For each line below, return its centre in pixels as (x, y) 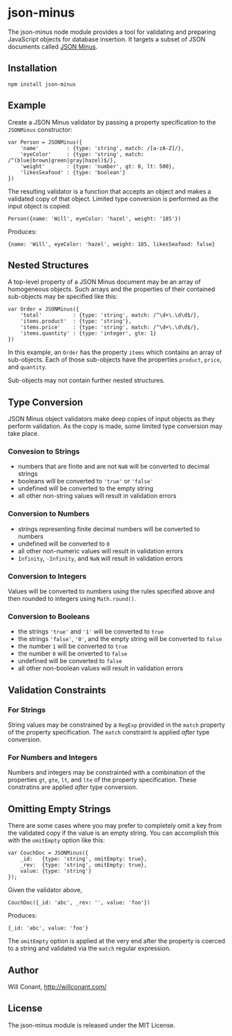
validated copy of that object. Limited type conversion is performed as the (113, 198)
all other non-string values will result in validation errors (97, 496)
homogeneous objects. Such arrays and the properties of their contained (112, 289)
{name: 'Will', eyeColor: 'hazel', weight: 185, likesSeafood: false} (112, 244)
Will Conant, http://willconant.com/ (57, 986)
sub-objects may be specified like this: (63, 297)
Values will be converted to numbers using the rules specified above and (111, 591)
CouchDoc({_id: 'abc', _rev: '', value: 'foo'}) (79, 903)
